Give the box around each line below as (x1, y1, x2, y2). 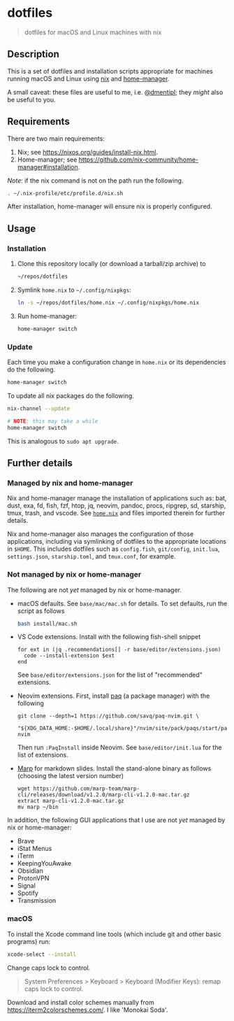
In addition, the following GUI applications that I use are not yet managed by (7, 816, 226, 824)
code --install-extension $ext (24, 652, 115, 659)
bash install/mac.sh (17, 620, 78, 627)
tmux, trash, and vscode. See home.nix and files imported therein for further (7, 509, 226, 517)
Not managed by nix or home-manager (7, 570, 142, 579)
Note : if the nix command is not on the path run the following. (7, 176, 184, 185)
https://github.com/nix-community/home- (78, 155, 199, 164)
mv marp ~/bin (17, 803, 59, 811)
